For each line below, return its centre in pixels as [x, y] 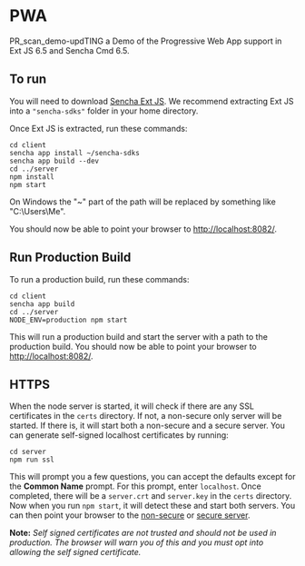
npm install [32, 177]
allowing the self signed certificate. [75, 552]
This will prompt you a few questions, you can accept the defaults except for [152, 477]
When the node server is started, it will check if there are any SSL [132, 406]
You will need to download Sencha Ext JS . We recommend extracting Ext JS [152, 101]
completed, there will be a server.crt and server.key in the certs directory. [151, 496]
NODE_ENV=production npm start [69, 320]
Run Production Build [70, 258]
